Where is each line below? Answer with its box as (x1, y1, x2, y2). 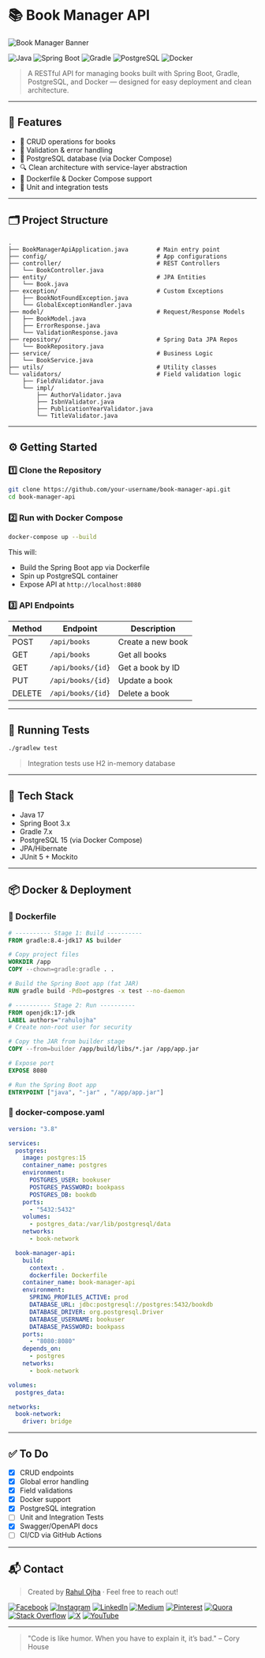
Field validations (19, 1485, 73, 1496)
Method (12, 623, 43, 634)
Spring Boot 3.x (19, 818, 71, 828)
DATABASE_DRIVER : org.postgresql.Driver (28, 1307, 164, 1316)
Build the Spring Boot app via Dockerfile (19, 563, 150, 572)
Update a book (118, 675, 174, 686)
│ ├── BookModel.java (8, 314, 87, 323)
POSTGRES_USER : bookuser (28, 1176, 111, 1184)
